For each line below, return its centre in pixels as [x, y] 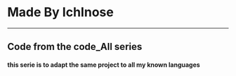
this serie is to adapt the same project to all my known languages [104, 65]
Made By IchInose [60, 12]
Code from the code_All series [75, 47]
